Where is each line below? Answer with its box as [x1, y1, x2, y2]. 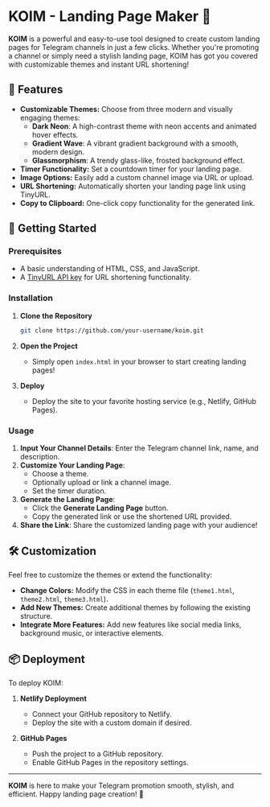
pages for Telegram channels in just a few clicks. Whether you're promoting [8, 42, 260, 51]
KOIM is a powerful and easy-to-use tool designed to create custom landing [8, 34, 260, 43]
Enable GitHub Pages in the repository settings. [31, 757, 189, 767]
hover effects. [31, 130, 79, 139]
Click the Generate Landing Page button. [31, 503, 169, 513]
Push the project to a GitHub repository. [31, 748, 164, 759]
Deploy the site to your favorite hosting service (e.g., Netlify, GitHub [31, 396, 257, 406]
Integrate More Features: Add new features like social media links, [19, 620, 242, 629]
